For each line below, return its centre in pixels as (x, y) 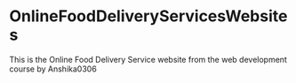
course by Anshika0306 (53, 69)
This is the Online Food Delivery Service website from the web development (148, 59)
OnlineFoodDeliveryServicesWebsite (148, 16)
